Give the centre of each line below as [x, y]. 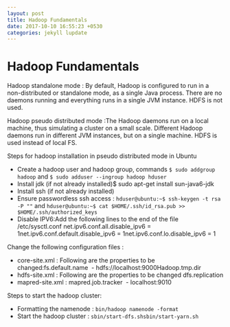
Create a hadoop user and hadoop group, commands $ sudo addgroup [116, 170]
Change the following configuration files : [66, 247]
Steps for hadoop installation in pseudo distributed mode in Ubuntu [102, 156]
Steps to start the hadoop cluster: [55, 295]
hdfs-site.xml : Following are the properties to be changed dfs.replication [120, 275]
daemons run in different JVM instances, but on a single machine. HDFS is [112, 135]
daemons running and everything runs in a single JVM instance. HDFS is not [115, 100]
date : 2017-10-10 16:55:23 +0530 [55, 26]
